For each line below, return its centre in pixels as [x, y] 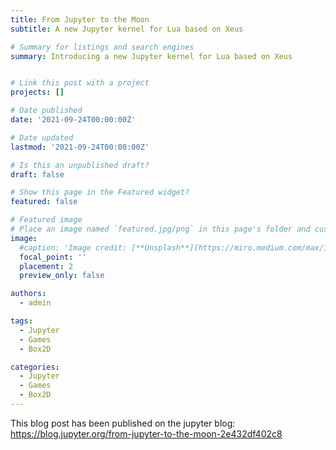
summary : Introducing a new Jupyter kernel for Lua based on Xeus [151, 56]
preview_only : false [62, 276]
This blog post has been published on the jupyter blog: [123, 423]
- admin [35, 303]
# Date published [46, 111]
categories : [35, 367]
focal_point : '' [53, 257]
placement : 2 [46, 266]
